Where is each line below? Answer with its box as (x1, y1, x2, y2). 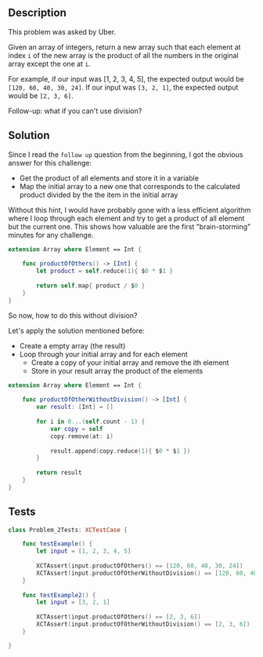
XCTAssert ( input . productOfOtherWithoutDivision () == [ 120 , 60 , (36, 569, 247, 577)
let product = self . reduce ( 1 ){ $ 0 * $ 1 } (36, 267, 174, 276)
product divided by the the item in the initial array (19, 190, 178, 199)
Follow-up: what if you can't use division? (8, 106, 142, 115)
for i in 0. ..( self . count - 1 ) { (36, 418, 146, 425)
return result (36, 469, 82, 477)
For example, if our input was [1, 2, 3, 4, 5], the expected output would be (8, 74, 245, 83)
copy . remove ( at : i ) (49, 432, 113, 440)
